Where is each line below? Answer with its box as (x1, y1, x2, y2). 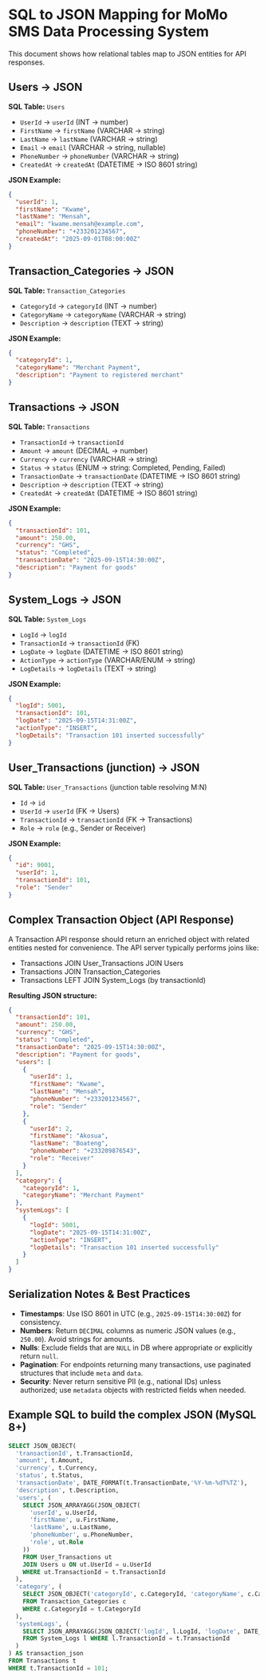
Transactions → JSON (8, 400, 120, 414)
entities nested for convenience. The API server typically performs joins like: (8, 943, 259, 952)
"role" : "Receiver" (29, 1154, 94, 1162)
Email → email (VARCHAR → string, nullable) (19, 142, 166, 152)
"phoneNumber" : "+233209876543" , (29, 1147, 141, 1155)
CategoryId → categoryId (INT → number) (19, 301, 157, 310)
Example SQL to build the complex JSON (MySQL (8, 1408, 257, 1422)
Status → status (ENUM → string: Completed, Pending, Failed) (19, 463, 226, 472)
